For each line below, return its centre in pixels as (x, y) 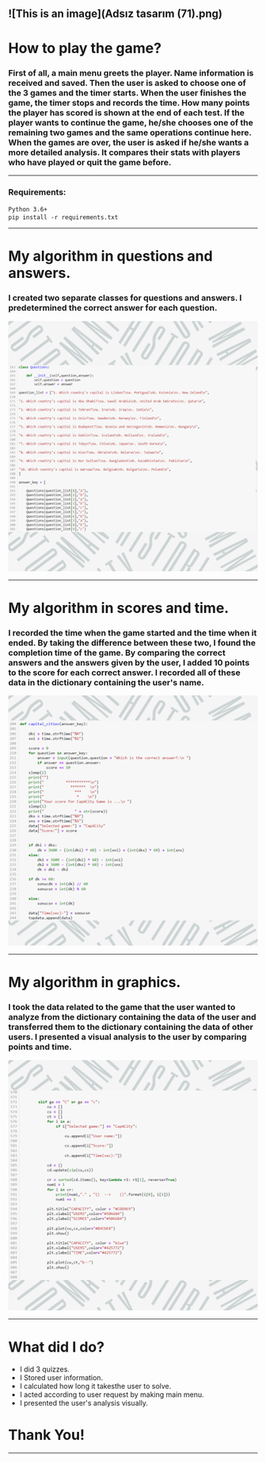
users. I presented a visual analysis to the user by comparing (127, 1037)
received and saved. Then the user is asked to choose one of (127, 83)
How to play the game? (85, 48)
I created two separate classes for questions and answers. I (125, 298)
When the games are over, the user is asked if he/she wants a (129, 142)
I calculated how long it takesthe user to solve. (95, 1386)
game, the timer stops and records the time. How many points (129, 102)
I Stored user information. (61, 1377)
